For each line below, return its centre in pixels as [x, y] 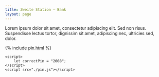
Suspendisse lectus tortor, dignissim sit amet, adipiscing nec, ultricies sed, [80, 33]
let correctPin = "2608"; [40, 61]
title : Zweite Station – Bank [36, 10]
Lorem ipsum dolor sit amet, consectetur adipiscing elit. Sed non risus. [76, 28]
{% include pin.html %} [28, 48]
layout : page [18, 14]
